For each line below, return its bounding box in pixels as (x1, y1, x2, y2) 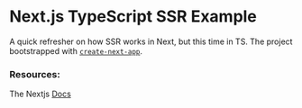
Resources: (9, 67, 60, 80)
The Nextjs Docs (9, 88, 72, 100)
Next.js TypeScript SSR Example (9, 6, 257, 27)
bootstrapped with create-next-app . (9, 45, 142, 56)
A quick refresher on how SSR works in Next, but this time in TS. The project (9, 36, 293, 47)
